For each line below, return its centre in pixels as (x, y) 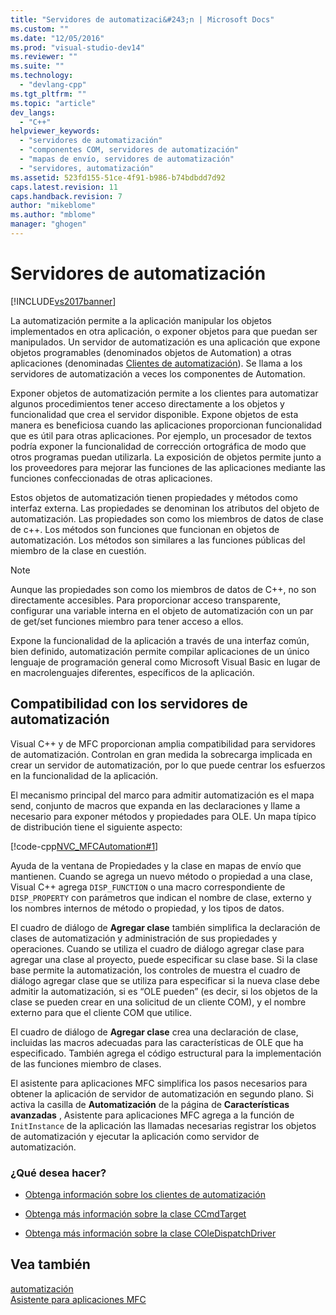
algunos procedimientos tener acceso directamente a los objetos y (147, 403)
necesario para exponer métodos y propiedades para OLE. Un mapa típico (163, 816)
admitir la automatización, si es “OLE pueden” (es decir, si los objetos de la (164, 991)
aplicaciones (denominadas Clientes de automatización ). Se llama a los (156, 363)
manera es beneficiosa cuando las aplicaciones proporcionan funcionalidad (166, 425)
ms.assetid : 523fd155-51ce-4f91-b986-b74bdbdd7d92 (118, 177)
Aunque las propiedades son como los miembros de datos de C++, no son (163, 589)
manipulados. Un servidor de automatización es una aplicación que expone (165, 342)
